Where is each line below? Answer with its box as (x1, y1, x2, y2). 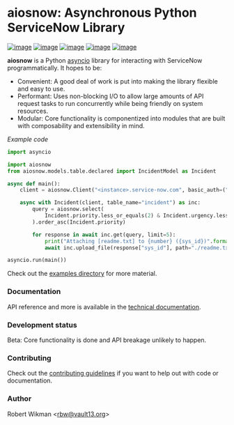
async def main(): (7, 180, 61, 187)
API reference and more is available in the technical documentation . (7, 302, 201, 311)
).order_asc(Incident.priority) (32, 218, 127, 226)
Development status (7, 320, 78, 330)
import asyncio (7, 148, 52, 155)
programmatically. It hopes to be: (7, 63, 102, 72)
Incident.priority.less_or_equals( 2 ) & (44, 212, 160, 219)
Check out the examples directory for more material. (7, 270, 157, 278)
